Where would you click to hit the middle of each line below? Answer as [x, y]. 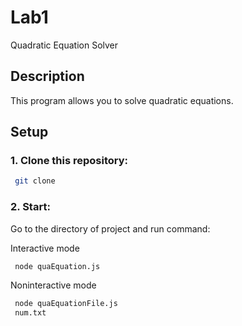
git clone [35, 181]
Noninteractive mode [53, 285]
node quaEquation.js [57, 266]
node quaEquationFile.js [66, 304]
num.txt [30, 313]
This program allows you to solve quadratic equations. [122, 100]
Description [47, 76]
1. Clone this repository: [69, 161]
